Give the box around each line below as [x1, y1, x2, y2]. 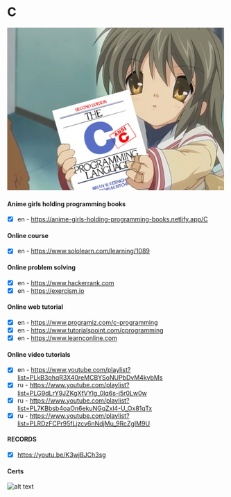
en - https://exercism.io [17, 286, 85, 295]
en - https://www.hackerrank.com [17, 278, 114, 287]
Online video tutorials [7, 350, 71, 358]
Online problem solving [7, 263, 76, 271]
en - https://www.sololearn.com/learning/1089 [17, 247, 151, 255]
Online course [7, 231, 49, 239]
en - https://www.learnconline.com [17, 334, 118, 342]
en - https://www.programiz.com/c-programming [17, 319, 158, 326]
